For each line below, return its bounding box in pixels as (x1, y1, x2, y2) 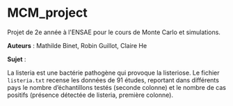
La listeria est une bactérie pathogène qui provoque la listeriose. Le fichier (7, 68, 220, 77)
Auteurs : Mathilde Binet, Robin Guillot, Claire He (7, 41, 147, 50)
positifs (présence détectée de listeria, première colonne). (7, 91, 174, 99)
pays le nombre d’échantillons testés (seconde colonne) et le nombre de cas (7, 83, 226, 91)
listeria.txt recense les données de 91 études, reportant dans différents (7, 75, 219, 84)
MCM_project (7, 5, 88, 21)
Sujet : (7, 54, 26, 63)
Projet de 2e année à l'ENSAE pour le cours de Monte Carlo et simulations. (7, 28, 221, 36)
